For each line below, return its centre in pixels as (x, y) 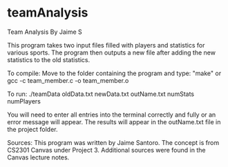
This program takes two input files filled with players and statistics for (106, 45)
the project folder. (32, 129)
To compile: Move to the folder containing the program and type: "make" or (114, 73)
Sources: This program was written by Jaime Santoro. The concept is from (113, 142)
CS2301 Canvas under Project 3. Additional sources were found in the (106, 150)
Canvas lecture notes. (38, 157)
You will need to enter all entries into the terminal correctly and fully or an (112, 115)
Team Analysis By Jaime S (45, 32)
